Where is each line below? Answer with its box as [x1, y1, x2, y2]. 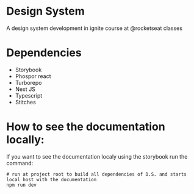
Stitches [15, 98, 37, 106]
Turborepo [15, 79, 42, 86]
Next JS [15, 85, 35, 93]
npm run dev [6, 182, 37, 188]
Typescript [15, 92, 43, 99]
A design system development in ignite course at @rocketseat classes [6, 24, 183, 32]
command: [6, 159, 34, 167]
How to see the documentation [6, 120, 166, 134]
